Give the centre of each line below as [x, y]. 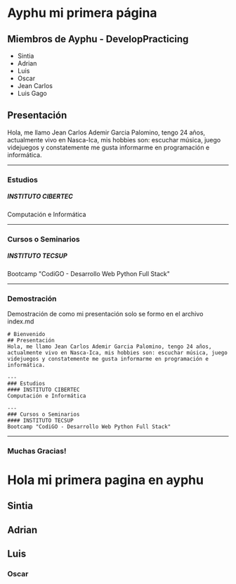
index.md [21, 321]
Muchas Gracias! [37, 451]
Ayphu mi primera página [82, 13]
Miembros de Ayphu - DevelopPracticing [98, 39]
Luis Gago [32, 93]
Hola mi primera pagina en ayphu [105, 480]
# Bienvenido [26, 334]
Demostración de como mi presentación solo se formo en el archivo [105, 313]
